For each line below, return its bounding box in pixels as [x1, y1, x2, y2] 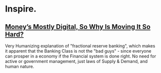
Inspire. [5, 3, 36, 15]
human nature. [5, 64, 35, 69]
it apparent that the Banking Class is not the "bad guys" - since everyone [5, 48, 152, 54]
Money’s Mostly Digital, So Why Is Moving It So [5, 23, 151, 31]
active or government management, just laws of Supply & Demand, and [5, 58, 148, 64]
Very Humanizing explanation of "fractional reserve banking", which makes [5, 43, 156, 49]
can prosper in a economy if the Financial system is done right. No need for [5, 53, 157, 59]
